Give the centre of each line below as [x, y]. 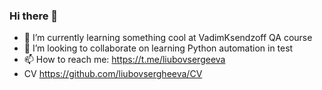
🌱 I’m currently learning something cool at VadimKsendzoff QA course [168, 38]
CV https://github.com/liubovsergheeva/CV [113, 74]
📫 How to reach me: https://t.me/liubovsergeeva [124, 60]
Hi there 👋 [34, 16]
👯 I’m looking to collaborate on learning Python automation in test [158, 48]
